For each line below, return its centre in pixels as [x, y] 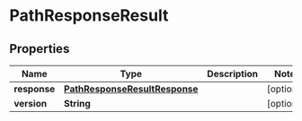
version [31, 104]
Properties [40, 49]
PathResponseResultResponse [131, 89]
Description [232, 74]
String [77, 104]
